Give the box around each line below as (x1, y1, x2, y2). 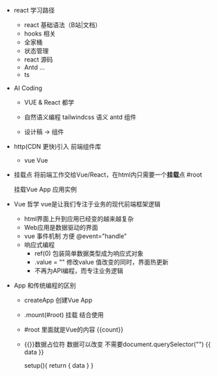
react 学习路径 (13, 6, 55, 14)
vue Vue (24, 156, 48, 164)
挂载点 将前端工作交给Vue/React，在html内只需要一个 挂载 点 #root (13, 170, 203, 179)
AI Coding (13, 84, 43, 92)
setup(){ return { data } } (24, 361, 94, 369)
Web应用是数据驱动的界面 (24, 224, 98, 231)
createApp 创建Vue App (24, 296, 93, 304)
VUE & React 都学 (24, 98, 75, 106)
